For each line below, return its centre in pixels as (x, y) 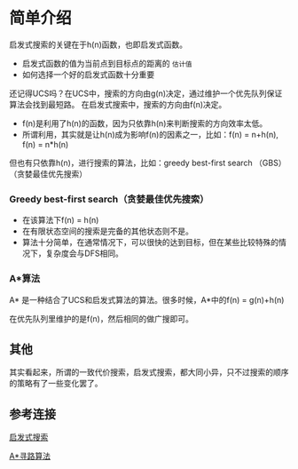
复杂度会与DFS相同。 (85, 253)
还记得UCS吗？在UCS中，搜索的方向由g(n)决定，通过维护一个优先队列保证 (146, 93)
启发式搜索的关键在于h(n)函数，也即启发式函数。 (98, 44)
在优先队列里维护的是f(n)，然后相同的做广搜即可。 (101, 318)
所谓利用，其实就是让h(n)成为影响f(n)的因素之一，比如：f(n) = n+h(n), (150, 134)
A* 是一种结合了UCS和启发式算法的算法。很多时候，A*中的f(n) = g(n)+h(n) (147, 299)
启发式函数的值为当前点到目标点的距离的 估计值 (107, 63)
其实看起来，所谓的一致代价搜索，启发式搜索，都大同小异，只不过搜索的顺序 (149, 372)
